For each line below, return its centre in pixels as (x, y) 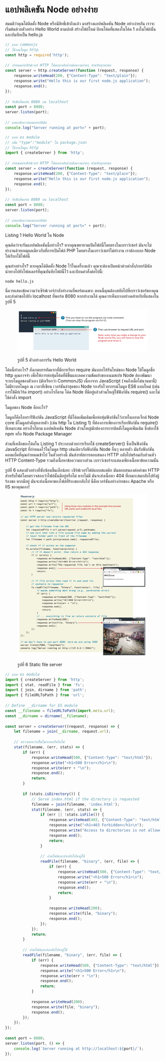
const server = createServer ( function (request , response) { (69, 169)
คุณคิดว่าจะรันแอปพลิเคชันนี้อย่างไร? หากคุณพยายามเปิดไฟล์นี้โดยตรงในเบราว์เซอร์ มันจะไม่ (78, 245)
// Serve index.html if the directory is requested (85, 799)
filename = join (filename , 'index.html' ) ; (75, 804)
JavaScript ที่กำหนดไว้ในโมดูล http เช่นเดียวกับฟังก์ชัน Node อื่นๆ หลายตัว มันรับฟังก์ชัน (80, 449)
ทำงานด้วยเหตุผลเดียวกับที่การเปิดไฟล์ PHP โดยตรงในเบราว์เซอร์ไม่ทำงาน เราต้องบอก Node (80, 250)
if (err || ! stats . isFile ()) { (72, 815)
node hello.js (20, 281)
